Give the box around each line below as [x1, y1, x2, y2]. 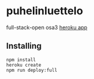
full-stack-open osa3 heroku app [6, 24, 88, 31]
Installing [6, 41, 42, 51]
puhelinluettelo [6, 4, 83, 18]
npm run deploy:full [6, 67, 58, 73]
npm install [6, 56, 36, 63]
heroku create [6, 62, 42, 68]
